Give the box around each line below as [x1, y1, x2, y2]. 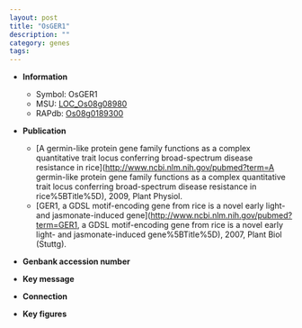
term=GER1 [35, 220, 78, 231]
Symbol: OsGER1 [35, 89, 98, 100]
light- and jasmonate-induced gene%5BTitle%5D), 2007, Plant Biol [35, 229, 283, 240]
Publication [22, 125, 67, 136]
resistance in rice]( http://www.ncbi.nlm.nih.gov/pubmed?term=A [35, 162, 275, 173]
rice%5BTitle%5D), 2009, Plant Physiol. [35, 191, 182, 202]
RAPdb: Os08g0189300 [35, 108, 124, 119]
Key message [22, 274, 75, 285]
